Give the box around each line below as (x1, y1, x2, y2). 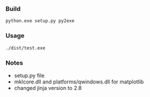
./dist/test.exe (5, 45, 45, 51)
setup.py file (14, 72, 45, 79)
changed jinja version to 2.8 (14, 84, 82, 91)
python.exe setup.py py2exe (5, 18, 75, 24)
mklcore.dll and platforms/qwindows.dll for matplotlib (14, 78, 144, 85)
